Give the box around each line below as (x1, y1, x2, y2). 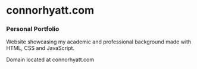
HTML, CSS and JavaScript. (6, 45, 75, 52)
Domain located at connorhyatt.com (6, 56, 94, 63)
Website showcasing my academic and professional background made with (6, 38, 192, 45)
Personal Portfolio (6, 25, 60, 33)
